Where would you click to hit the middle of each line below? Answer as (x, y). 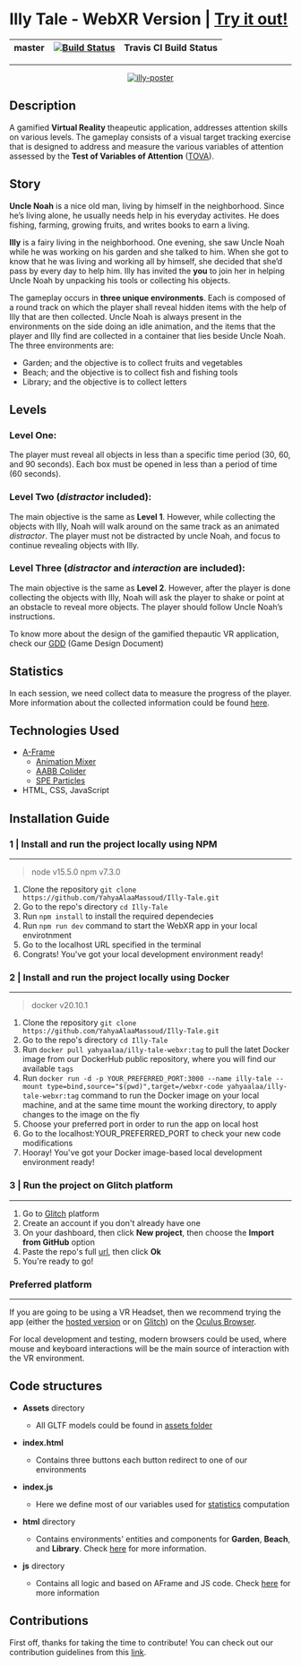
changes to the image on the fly (81, 1115)
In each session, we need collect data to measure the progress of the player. (150, 693)
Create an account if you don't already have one (112, 1222)
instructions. (32, 616)
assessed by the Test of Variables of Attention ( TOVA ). (112, 156)
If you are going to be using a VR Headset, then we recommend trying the (145, 1312)
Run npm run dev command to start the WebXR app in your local (140, 926)
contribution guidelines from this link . (78, 1652)
